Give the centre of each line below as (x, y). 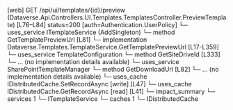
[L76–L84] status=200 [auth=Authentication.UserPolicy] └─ (102, 25)
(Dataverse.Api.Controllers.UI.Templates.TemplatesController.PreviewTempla (117, 17)
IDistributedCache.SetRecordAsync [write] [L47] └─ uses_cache (100, 84)
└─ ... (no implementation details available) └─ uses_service (93, 62)
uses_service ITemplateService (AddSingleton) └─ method (91, 32)
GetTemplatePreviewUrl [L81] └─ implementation (77, 40)
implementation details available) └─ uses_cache (77, 77)
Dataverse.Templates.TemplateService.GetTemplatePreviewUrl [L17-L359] (113, 47)
